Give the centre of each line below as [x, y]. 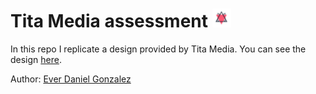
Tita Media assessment [109, 21]
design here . [36, 59]
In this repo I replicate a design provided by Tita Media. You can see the [158, 49]
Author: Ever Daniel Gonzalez [71, 79]
